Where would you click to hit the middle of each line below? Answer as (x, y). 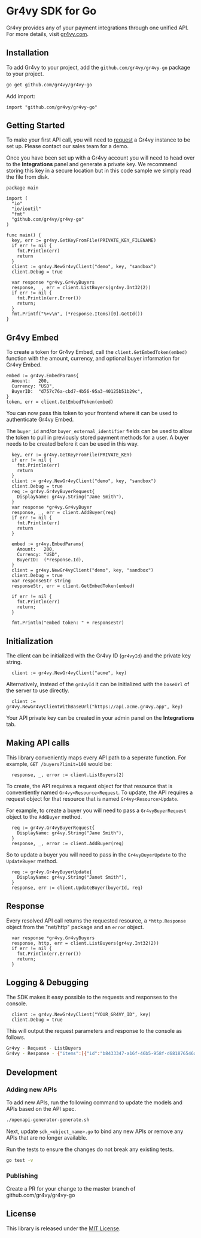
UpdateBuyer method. (32, 861)
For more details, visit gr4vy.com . (47, 34)
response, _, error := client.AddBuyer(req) (68, 843)
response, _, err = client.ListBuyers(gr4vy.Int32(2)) (81, 288)
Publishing (22, 1176)
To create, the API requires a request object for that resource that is (89, 786)
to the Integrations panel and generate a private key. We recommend (92, 164)
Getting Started (36, 126)
